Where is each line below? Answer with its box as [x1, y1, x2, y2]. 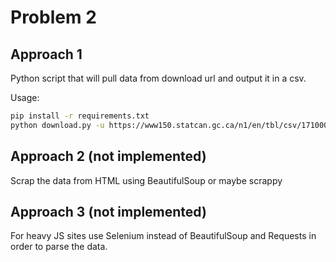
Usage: [10, 92, 40, 103]
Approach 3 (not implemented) [10, 203, 207, 220]
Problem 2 [10, 6, 97, 29]
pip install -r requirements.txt [10, 111, 150, 121]
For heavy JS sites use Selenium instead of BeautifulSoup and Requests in [10, 230, 317, 242]
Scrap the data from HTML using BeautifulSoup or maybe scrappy [10, 174, 283, 186]
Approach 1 [10, 46, 83, 63]
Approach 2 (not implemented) [10, 148, 207, 165]
